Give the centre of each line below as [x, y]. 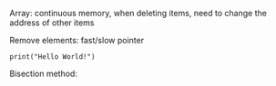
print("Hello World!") [52, 57]
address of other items [52, 23]
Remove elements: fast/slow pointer [77, 40]
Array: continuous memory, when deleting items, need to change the [138, 13]
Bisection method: [43, 73]
